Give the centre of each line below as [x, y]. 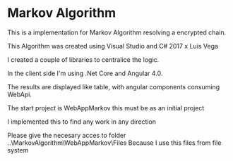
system [18, 150]
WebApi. [20, 94]
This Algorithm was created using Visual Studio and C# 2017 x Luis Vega [113, 46]
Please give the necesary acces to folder [67, 135]
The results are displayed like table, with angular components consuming [114, 86]
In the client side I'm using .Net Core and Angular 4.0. [85, 73]
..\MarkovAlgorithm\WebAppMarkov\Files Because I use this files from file [114, 143]
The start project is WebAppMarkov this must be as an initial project [106, 108]
